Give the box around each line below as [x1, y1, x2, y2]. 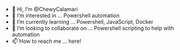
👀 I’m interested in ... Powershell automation [11, 12, 120, 19]
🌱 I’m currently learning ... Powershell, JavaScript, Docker [11, 18, 154, 25]
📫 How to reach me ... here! [11, 37, 82, 45]
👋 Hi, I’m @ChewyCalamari [11, 6, 78, 12]
